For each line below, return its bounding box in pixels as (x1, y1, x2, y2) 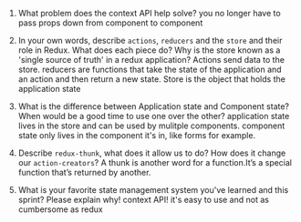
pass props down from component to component (17, 17, 203, 28)
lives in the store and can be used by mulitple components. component (17, 120, 285, 131)
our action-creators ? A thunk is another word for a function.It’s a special (17, 157, 293, 167)
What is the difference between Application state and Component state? (17, 101, 290, 112)
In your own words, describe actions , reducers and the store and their (17, 35, 283, 45)
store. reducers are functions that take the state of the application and (17, 64, 282, 75)
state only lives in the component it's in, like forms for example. (17, 130, 256, 140)
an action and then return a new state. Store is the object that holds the (17, 74, 285, 85)
